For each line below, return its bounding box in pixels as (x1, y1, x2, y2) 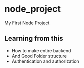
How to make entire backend (11, 47, 71, 53)
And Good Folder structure (11, 53, 67, 59)
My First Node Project (4, 20, 50, 26)
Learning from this (4, 34, 63, 43)
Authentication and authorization (11, 58, 79, 64)
